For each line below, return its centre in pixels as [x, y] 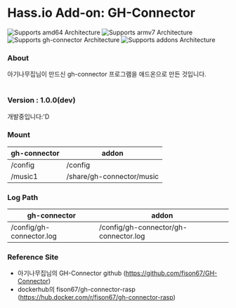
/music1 [25, 176]
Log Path [23, 197]
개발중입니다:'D [28, 116]
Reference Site [33, 257]
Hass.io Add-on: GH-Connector [101, 13]
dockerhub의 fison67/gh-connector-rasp [76, 290]
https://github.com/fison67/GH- [171, 273]
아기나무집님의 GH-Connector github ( [72, 273]
